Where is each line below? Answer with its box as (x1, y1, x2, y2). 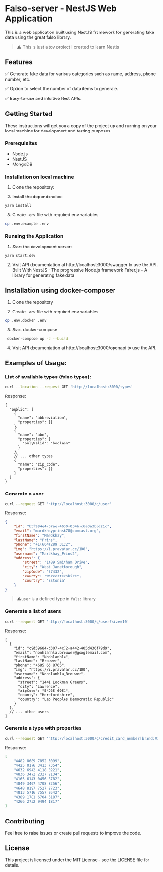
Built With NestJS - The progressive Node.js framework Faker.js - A (12, 267, 147, 273)
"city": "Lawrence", (17, 684, 60, 689)
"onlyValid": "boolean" (22, 441, 70, 446)
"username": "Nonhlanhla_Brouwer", (14, 671, 86, 676)
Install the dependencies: (12, 194, 63, 199)
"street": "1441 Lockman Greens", (17, 680, 88, 685)
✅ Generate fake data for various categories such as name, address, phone (5, 71, 156, 77)
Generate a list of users (5, 608, 61, 615)
